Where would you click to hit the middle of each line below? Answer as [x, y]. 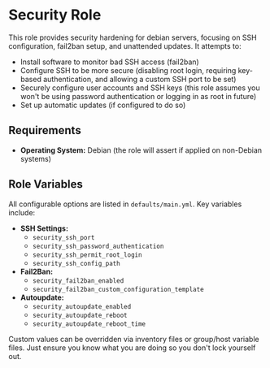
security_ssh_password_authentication [98, 246]
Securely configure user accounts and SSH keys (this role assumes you [140, 88]
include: [22, 212]
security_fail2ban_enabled [78, 281]
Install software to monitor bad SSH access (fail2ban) [109, 62]
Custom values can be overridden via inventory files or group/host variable [134, 339]
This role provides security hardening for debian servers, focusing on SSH [133, 37]
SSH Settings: [44, 228]
